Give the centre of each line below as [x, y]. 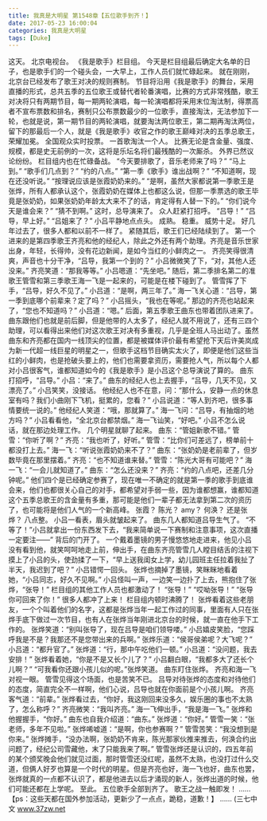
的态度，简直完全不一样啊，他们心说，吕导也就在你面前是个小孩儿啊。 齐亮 [131, 689]
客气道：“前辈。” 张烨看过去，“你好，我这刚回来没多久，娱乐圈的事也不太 [127, 699]
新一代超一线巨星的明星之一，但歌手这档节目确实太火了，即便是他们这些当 [137, 351]
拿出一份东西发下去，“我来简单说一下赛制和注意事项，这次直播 [155, 530]
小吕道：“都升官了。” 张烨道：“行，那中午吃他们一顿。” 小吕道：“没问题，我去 [133, 650]
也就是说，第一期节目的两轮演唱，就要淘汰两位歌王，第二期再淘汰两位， [140, 121]
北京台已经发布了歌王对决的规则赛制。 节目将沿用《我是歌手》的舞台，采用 [131, 81]
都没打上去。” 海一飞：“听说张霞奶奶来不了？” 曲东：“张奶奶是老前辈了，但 [130, 450]
